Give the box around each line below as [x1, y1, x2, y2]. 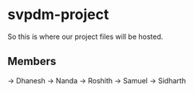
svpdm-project [7, 6, 109, 24]
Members [7, 55, 57, 68]
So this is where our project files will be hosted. [7, 32, 164, 41]
